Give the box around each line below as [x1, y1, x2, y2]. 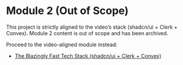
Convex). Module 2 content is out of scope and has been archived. [6, 29, 168, 36]
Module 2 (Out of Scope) [6, 4, 129, 18]
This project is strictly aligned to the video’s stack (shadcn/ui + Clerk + [6, 23, 178, 30]
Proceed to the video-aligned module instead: [6, 41, 118, 48]
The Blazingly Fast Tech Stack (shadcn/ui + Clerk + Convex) [14, 52, 162, 59]
